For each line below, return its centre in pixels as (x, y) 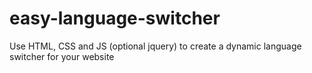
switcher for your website (62, 56)
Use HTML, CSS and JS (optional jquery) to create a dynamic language (155, 46)
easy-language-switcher (115, 18)
